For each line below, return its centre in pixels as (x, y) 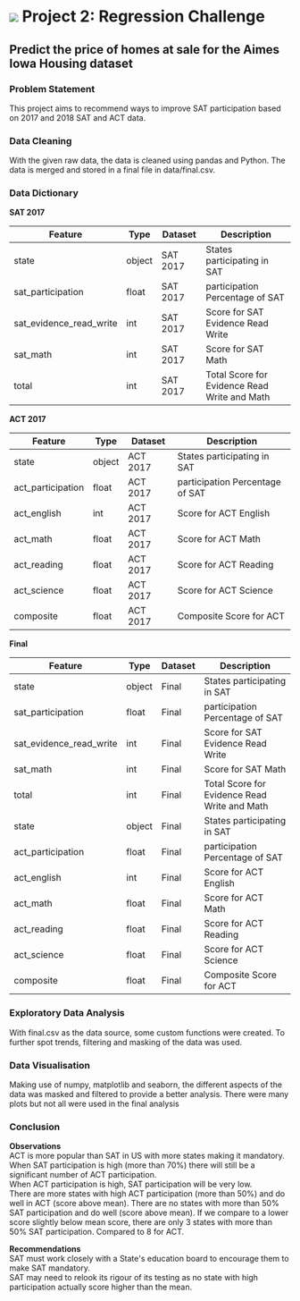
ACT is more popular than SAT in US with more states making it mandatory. (147, 1156)
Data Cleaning (41, 140)
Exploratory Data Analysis (67, 1013)
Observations (35, 1146)
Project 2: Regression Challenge (143, 17)
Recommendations (45, 1249)
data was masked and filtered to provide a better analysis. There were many (149, 1094)
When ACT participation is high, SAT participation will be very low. (131, 1184)
